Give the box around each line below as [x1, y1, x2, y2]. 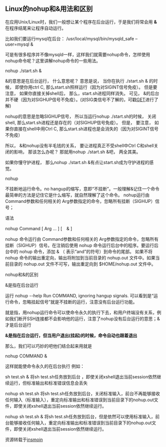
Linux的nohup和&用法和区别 [5, 4, 93, 13]
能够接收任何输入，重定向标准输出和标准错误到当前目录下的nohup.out [9, 420, 152, 426]
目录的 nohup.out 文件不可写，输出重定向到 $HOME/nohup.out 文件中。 [9, 261, 156, 267]
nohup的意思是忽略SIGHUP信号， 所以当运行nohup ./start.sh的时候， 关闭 [5, 113, 157, 119]
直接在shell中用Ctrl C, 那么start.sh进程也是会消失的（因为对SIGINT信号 [13, 126, 159, 132]
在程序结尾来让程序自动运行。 [5, 25, 66, 31]
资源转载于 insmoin [5, 437, 43, 443]
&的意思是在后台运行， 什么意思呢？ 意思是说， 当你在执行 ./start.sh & [5, 78, 148, 84]
